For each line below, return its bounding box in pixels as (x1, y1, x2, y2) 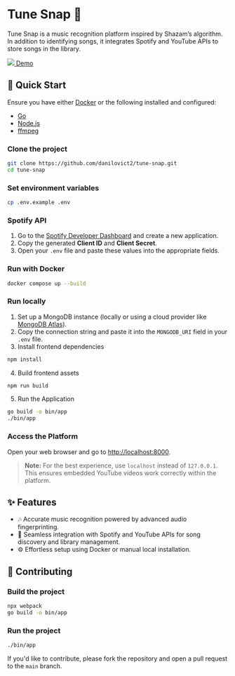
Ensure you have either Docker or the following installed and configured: (7, 98, 217, 106)
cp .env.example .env (7, 199, 71, 206)
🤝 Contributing (7, 565, 73, 578)
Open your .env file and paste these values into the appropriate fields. (17, 246, 220, 255)
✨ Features (7, 496, 57, 508)
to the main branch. (7, 661, 62, 670)
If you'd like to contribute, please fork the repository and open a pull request (7, 654, 228, 663)
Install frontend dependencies (17, 342, 105, 350)
